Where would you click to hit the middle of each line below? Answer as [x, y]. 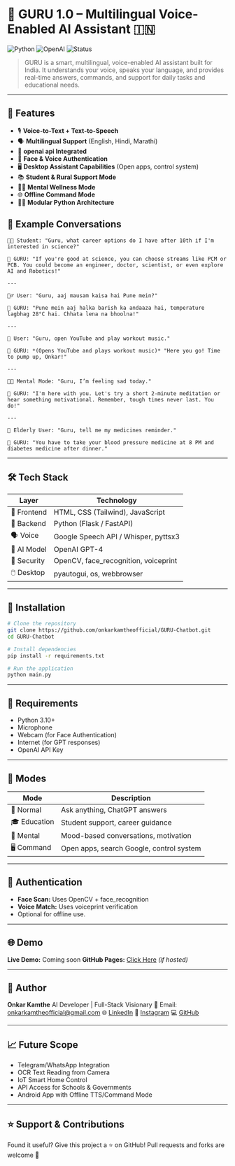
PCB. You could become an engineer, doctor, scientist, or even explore [115, 265]
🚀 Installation [36, 607]
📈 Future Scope [43, 1045]
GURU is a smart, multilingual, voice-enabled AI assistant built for [119, 62]
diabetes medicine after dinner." [58, 448]
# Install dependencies [42, 649]
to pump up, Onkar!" [37, 357]
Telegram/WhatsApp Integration [63, 1065]
